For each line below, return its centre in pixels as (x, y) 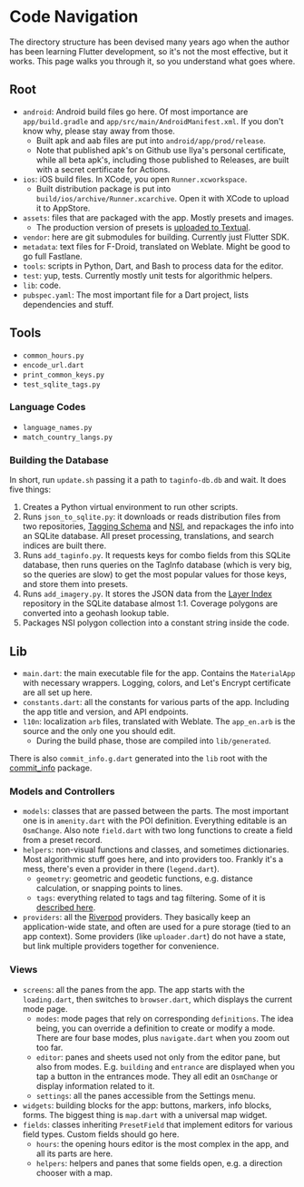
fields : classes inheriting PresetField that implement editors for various (157, 1124)
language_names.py (57, 427)
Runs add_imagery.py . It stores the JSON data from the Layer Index (147, 594)
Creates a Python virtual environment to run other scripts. (130, 507)
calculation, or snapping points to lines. (109, 888)
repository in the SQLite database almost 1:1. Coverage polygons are (150, 603)
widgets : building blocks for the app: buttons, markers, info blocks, (147, 1105)
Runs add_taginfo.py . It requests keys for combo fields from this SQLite (157, 555)
